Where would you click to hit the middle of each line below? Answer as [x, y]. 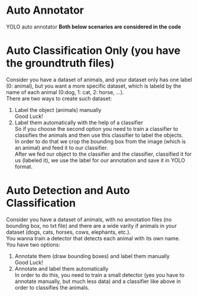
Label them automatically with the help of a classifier [79, 123]
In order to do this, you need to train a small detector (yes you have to [100, 275]
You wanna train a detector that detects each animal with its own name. [93, 238]
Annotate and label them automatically [61, 268]
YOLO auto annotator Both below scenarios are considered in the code [94, 27]
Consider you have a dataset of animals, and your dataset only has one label [99, 79]
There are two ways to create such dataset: [59, 98]
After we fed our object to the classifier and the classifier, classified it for [103, 154]
